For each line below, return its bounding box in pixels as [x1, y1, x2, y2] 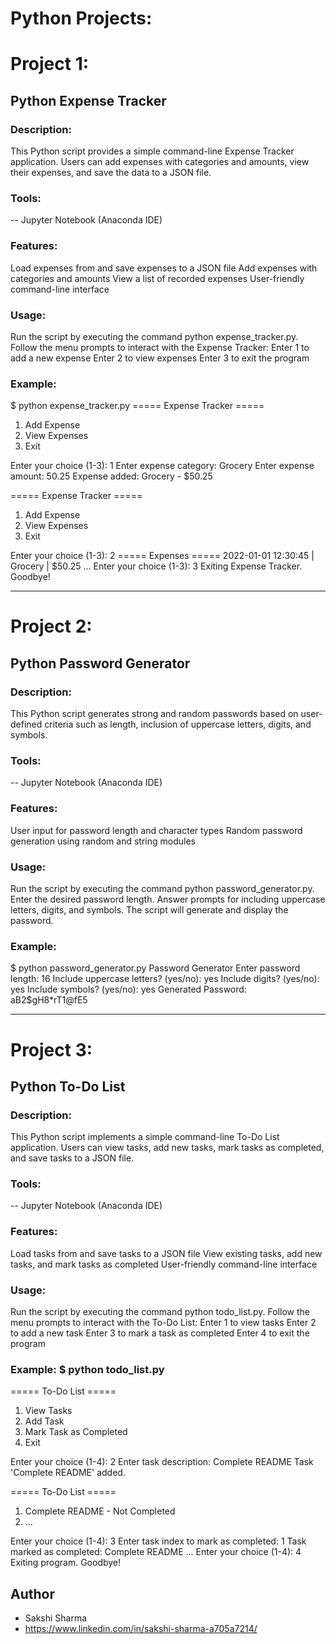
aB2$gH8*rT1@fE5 [10, 994, 88, 1006]
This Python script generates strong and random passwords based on [10, 708, 299, 720]
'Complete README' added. [10, 1467, 126, 1479]
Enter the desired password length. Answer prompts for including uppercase [10, 893, 326, 906]
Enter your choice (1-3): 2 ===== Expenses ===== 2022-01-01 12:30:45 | [10, 550, 315, 562]
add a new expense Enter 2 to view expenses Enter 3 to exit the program [10, 352, 310, 364]
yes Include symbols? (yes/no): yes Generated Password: [10, 983, 247, 996]
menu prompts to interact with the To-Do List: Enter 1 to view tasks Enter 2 [10, 1317, 317, 1329]
